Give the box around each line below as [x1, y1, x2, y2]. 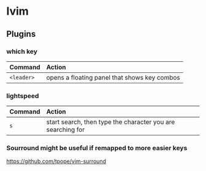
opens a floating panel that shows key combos [46, 73, 181, 82]
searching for [46, 126, 85, 134]
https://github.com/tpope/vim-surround [6, 158, 106, 165]
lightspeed [6, 91, 39, 100]
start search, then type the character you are [46, 118, 175, 126]
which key [6, 47, 38, 56]
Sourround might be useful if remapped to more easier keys [6, 144, 188, 153]
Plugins [6, 29, 36, 39]
